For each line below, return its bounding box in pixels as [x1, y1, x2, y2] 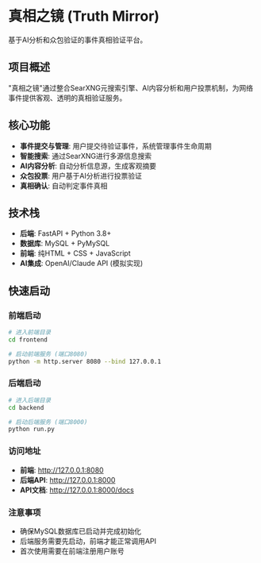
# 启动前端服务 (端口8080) [8, 350, 88, 358]
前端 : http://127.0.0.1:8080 [19, 465, 105, 475]
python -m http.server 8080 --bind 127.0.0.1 [8, 357, 161, 365]
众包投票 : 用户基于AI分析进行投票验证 [19, 171, 143, 180]
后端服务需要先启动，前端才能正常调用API [19, 536, 157, 546]
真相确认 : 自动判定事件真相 [19, 180, 108, 191]
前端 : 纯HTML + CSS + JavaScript [19, 249, 131, 258]
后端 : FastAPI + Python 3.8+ [19, 229, 112, 238]
